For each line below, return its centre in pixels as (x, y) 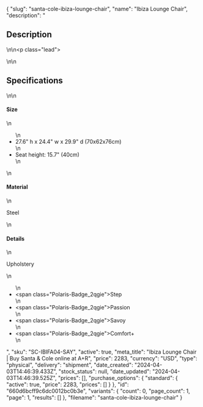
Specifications (35, 81)
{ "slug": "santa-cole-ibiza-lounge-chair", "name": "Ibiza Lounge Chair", (97, 9)
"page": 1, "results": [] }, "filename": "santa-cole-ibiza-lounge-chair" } (94, 398)
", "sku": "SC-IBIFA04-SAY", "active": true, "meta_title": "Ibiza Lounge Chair (102, 352)
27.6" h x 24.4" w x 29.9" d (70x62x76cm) (68, 141)
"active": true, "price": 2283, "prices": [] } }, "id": (68, 385)
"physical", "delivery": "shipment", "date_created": (70, 365)
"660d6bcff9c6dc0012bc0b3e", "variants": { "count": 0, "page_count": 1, (98, 391)
